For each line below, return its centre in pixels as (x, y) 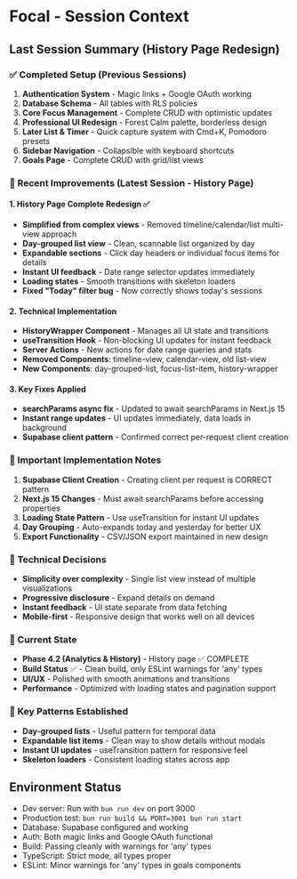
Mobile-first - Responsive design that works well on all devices (138, 617)
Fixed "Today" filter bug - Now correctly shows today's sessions (142, 290)
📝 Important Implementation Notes (85, 460)
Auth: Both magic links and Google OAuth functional (117, 837)
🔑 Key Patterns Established (69, 712)
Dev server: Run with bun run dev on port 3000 (108, 809)
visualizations (47, 588)
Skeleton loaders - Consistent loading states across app (126, 759)
